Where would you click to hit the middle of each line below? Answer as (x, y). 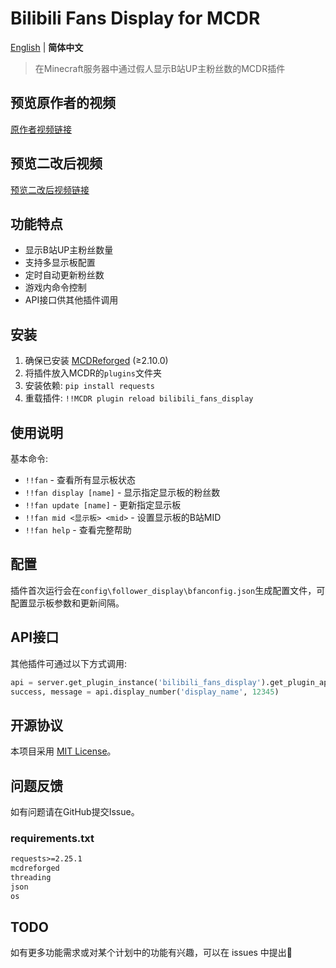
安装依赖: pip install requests (89, 386)
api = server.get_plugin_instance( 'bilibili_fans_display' (136, 682)
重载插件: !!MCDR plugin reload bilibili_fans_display (139, 398)
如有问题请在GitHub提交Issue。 (75, 811)
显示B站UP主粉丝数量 (69, 250)
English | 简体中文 (47, 47)
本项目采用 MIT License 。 (63, 751)
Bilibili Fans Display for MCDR (135, 18)
